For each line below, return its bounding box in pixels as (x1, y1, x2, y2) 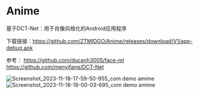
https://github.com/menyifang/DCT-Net (6, 63, 104, 70)
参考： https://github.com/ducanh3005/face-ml (6, 56, 124, 63)
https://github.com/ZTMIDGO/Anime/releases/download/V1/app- (32, 37, 193, 44)
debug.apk (6, 44, 33, 51)
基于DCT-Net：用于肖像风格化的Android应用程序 (6, 25, 127, 32)
